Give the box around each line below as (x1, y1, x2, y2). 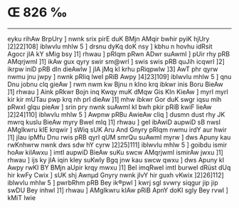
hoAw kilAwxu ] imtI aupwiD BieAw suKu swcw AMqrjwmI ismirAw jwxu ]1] (7, 147, 224, 157)
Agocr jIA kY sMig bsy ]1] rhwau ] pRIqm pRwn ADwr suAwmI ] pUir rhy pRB (7, 49, 230, 58)
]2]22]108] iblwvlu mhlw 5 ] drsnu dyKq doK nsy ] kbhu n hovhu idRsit (7, 42, 213, 51)
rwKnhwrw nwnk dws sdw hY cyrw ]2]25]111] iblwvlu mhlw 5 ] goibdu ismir (7, 140, 228, 149)
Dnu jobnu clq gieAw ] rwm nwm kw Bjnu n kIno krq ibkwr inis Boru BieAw (7, 80, 223, 88)
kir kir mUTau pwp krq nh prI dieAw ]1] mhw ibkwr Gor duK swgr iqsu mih (7, 95, 222, 103)
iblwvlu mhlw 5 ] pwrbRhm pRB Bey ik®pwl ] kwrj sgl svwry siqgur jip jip (7, 178, 218, 187)
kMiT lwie (7, 193, 36, 202)
